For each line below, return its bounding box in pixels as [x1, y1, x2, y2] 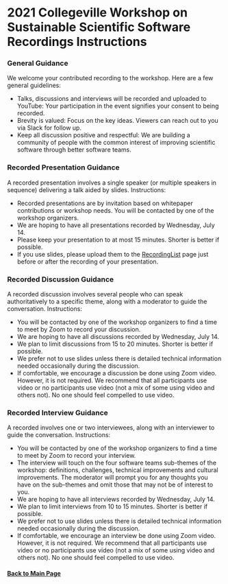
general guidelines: [7, 81, 62, 90]
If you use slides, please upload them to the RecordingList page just [16, 250, 209, 258]
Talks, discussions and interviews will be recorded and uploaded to [16, 95, 207, 103]
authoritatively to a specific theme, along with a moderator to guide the [7, 297, 207, 306]
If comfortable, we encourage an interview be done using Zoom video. [16, 532, 216, 540]
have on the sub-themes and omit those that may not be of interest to [16, 480, 214, 489]
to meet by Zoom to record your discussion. [16, 325, 141, 334]
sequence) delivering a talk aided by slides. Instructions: [7, 185, 166, 194]
